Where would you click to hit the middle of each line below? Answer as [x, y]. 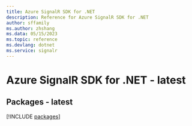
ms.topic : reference [32, 39]
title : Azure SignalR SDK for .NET [51, 12]
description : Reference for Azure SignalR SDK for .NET [77, 17]
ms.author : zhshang [31, 28]
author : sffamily [28, 23]
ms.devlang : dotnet [31, 45]
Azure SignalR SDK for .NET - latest [96, 80]
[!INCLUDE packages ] [33, 116]
